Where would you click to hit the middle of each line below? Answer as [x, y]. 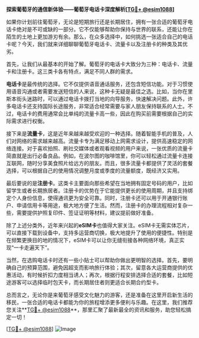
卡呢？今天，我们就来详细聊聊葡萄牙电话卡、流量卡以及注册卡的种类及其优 [97, 44]
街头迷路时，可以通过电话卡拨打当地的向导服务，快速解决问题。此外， [102, 99]
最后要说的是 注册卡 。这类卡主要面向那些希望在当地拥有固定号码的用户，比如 [99, 183]
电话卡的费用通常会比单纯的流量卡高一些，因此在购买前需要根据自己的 [102, 114]
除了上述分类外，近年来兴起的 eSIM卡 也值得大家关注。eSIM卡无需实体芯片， [99, 225]
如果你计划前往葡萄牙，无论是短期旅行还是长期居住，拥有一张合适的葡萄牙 [97, 22]
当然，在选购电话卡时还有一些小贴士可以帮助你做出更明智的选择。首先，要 [97, 260]
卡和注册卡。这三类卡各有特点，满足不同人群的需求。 [71, 71]
